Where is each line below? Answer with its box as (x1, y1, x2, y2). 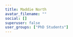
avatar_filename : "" (5, 12, 47, 16)
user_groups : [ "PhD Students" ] (5, 25, 69, 30)
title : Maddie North (5, 7, 47, 12)
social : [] (5, 16, 27, 21)
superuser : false (5, 20, 40, 25)
